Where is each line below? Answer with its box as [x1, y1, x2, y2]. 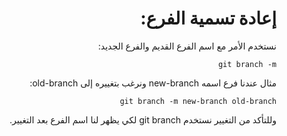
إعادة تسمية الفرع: [140, 7, 277, 30]
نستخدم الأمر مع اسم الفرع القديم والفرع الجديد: [97, 40, 277, 52]
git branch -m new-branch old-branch [119, 96, 277, 106]
